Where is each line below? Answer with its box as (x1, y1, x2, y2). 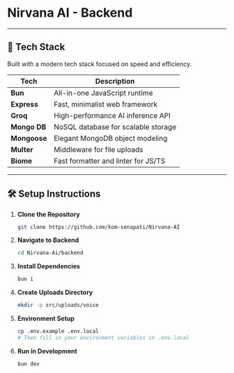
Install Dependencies (17, 262, 80, 271)
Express (10, 99, 38, 109)
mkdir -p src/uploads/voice (17, 302, 99, 309)
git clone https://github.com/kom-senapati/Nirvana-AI (17, 223, 180, 231)
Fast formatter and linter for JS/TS (53, 155, 166, 165)
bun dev (17, 360, 40, 367)
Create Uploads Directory (17, 288, 93, 297)
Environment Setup (17, 314, 75, 323)
